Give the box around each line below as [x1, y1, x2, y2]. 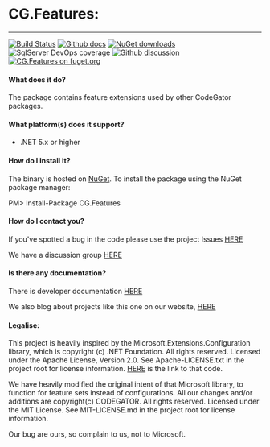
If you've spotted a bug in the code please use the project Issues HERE [8, 234, 243, 244]
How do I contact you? [8, 217, 84, 226]
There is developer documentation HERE [8, 286, 143, 296]
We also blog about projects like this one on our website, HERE [8, 301, 216, 311]
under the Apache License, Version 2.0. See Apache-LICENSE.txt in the [8, 355, 245, 365]
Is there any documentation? [8, 268, 107, 278]
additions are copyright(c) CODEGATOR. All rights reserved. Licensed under [8, 396, 260, 407]
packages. [8, 101, 43, 111]
